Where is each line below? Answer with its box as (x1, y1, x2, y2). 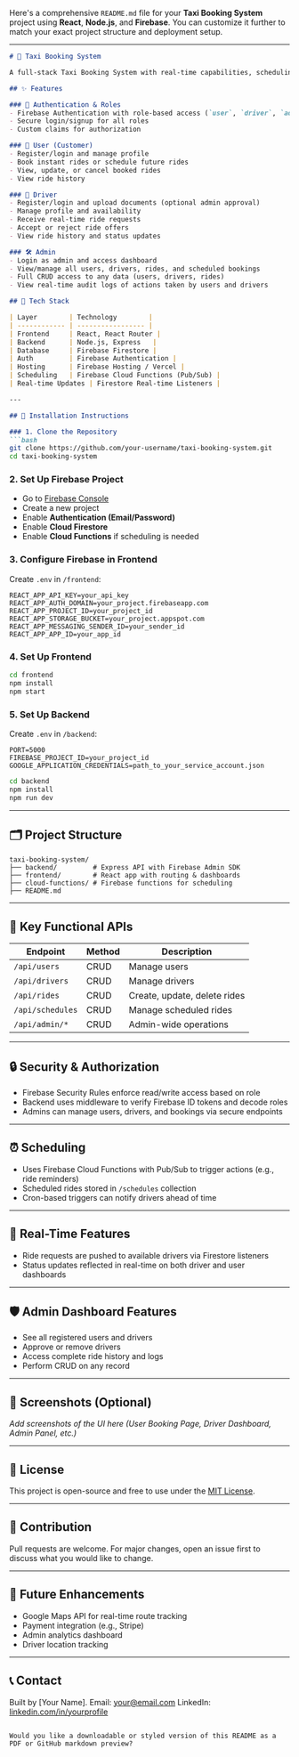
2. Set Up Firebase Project (9, 474, 125, 486)
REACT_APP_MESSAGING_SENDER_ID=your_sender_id (9, 622, 185, 631)
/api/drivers (13, 976, 69, 986)
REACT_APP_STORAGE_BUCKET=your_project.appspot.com (9, 614, 205, 623)
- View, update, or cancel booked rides (9, 166, 162, 174)
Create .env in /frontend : (9, 573, 101, 584)
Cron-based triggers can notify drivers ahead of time (21, 1192, 217, 1202)
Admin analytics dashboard (21, 1629, 123, 1640)
